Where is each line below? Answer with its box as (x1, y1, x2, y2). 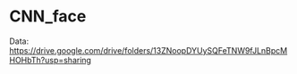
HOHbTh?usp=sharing (9, 54, 92, 65)
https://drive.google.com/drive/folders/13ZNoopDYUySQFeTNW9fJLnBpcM (9, 45, 288, 55)
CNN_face (9, 6, 87, 27)
